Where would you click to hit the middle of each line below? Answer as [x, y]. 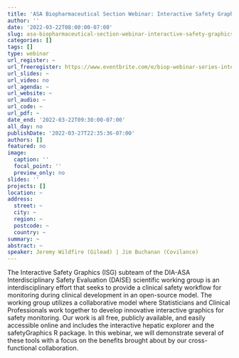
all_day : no [25, 126]
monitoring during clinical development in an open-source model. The [110, 295]
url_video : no [28, 80]
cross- [198, 341]
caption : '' [32, 160]
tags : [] [20, 47]
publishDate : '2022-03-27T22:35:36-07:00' [71, 133]
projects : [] [27, 186]
